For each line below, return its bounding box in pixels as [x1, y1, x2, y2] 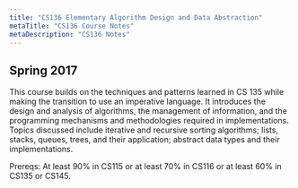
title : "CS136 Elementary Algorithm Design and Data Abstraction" [9, 13, 263, 22]
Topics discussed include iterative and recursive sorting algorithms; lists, [9, 124, 279, 135]
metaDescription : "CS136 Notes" [9, 30, 130, 38]
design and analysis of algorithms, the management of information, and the [9, 106, 287, 116]
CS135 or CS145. [9, 171, 72, 182]
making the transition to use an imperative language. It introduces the [9, 96, 267, 107]
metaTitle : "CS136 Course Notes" [9, 21, 135, 30]
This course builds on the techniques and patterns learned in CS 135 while [9, 87, 285, 98]
